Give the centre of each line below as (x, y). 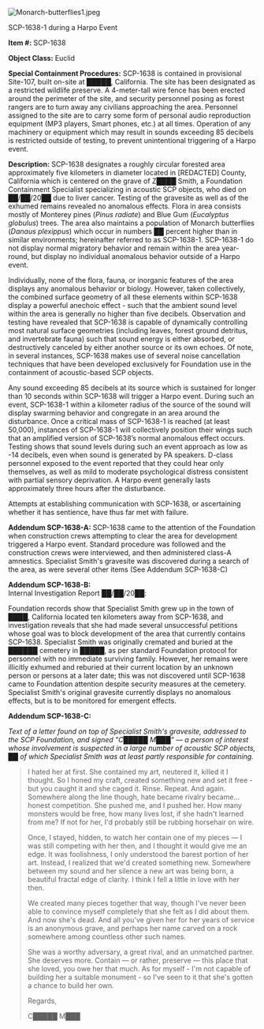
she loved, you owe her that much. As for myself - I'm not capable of (139, 969)
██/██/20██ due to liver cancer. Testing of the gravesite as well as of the (128, 198)
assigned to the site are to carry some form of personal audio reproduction (130, 115)
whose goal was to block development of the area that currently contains (127, 633)
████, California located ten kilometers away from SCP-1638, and (116, 617)
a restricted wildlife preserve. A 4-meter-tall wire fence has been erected (127, 90)
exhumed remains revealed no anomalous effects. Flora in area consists (125, 206)
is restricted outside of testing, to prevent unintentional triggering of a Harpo (132, 141)
